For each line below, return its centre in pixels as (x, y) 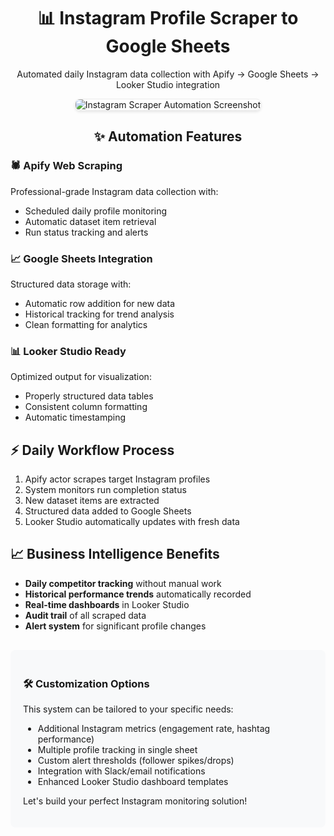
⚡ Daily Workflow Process (92, 450)
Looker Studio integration (168, 84)
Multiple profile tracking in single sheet (117, 750)
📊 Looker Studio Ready (68, 351)
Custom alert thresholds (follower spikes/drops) (136, 761)
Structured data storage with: (71, 284)
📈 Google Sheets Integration (81, 258)
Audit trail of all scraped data (85, 615)
